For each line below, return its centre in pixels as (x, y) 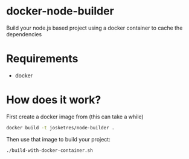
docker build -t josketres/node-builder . (60, 128)
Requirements (42, 59)
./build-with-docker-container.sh (50, 150)
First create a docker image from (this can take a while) (75, 117)
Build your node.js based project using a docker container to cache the (94, 28)
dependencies (24, 34)
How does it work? (54, 100)
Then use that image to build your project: (58, 139)
